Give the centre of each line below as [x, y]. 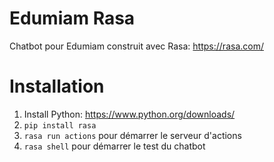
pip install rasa [60, 125]
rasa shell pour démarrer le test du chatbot [114, 146]
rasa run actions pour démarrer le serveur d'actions [132, 135]
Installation [57, 86]
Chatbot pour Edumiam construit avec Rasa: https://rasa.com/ [136, 46]
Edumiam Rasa [72, 18]
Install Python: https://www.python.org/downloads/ [129, 114]
